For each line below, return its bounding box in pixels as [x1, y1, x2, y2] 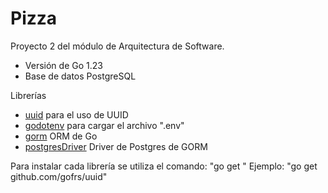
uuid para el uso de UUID [24, 108, 129, 121]
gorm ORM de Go [24, 130, 98, 142]
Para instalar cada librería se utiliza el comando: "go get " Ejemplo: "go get [10, 160, 318, 172]
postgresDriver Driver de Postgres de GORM [24, 140, 208, 152]
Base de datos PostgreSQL [24, 70, 137, 82]
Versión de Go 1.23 [24, 59, 103, 71]
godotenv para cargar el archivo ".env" [24, 119, 185, 131]
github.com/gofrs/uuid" [10, 170, 108, 182]
